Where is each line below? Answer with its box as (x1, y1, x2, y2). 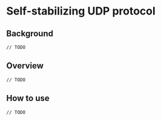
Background (6, 28, 53, 39)
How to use (6, 93, 50, 103)
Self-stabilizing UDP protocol (6, 4, 156, 18)
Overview (6, 60, 44, 71)
